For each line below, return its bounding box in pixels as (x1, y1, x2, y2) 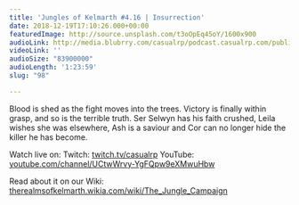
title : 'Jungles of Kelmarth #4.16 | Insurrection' (9, 12, 205, 22)
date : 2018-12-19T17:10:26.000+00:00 (9, 21, 149, 30)
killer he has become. (9, 131, 88, 143)
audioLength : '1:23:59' (9, 63, 98, 72)
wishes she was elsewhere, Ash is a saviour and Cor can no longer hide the (9, 122, 287, 133)
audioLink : (9, 37, 50, 47)
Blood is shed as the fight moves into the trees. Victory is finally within (9, 103, 267, 114)
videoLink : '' (9, 46, 62, 55)
